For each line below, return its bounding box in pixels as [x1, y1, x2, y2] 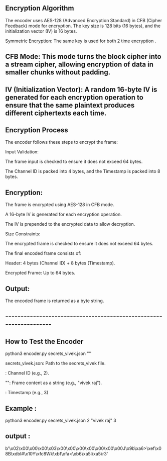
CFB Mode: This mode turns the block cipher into [5, 52, 161, 61]
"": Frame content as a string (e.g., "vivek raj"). [5, 380, 102, 386]
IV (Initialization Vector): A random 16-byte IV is [5, 85, 157, 94]
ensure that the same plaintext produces [5, 101, 135, 110]
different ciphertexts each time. [5, 109, 107, 117]
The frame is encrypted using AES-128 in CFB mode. [5, 202, 114, 208]
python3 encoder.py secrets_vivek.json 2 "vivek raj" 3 [5, 417, 116, 424]
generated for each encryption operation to [5, 93, 144, 102]
